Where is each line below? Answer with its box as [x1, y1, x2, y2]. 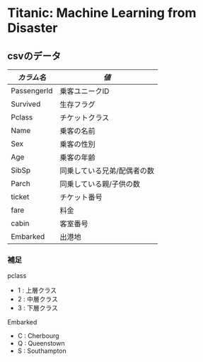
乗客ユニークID [59, 86, 110, 96]
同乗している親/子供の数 [59, 179, 140, 189]
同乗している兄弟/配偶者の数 [59, 166, 154, 175]
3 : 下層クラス [17, 304, 59, 313]
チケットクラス [59, 113, 110, 122]
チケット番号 [59, 192, 103, 202]
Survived [11, 99, 41, 109]
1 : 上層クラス [17, 286, 57, 295]
